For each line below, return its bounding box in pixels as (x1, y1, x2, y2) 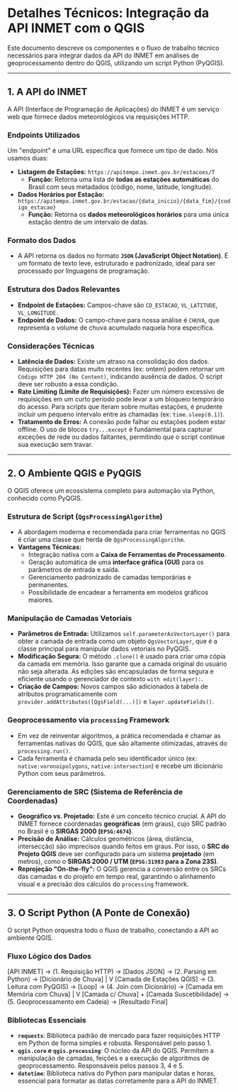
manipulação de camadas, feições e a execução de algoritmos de (17, 1054, 210, 1063)
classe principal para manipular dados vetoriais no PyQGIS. (17, 644, 191, 653)
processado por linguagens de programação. (17, 266, 150, 275)
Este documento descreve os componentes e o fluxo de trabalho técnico (7, 43, 220, 52)
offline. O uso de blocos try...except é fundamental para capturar (17, 425, 212, 433)
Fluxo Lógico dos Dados (7, 951, 92, 961)
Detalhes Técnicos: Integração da (7, 5, 210, 21)
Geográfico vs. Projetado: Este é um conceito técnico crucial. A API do (17, 811, 227, 820)
